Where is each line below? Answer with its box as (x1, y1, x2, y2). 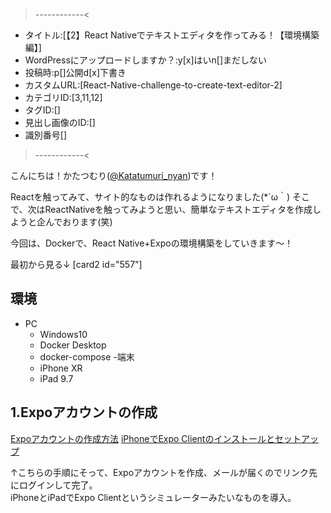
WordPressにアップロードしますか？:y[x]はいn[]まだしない (24, 54, 268, 66)
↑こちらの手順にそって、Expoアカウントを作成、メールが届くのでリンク (10, 466, 310, 478)
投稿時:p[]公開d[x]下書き (24, 67, 127, 78)
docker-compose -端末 (39, 350, 135, 363)
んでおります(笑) (44, 216, 113, 228)
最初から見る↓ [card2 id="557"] (10, 259, 143, 270)
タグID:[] (24, 104, 61, 116)
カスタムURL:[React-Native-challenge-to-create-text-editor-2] (24, 79, 283, 91)
